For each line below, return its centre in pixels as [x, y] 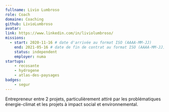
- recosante [27, 66]
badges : [13, 80]
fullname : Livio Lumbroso [32, 10]
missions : [16, 38]
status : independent [36, 52]
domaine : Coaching [24, 19]
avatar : [13, 29]
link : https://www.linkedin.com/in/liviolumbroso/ [59, 33]
